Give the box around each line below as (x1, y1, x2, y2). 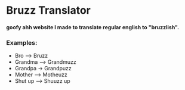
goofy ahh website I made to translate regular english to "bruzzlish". (6, 23, 180, 30)
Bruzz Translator (6, 4, 91, 17)
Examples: (6, 38, 38, 46)
